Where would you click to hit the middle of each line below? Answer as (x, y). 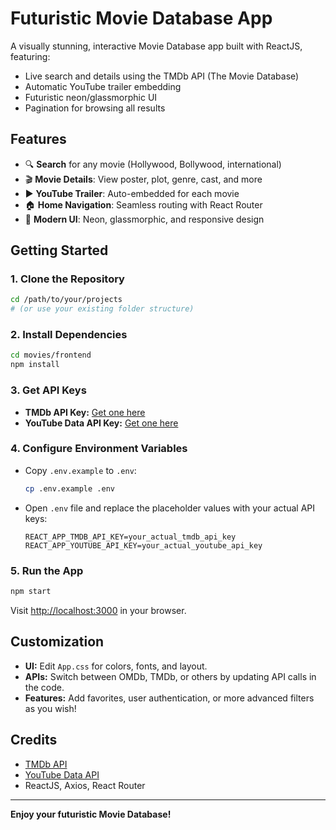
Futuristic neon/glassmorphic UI (91, 97)
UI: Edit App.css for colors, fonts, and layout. (116, 666)
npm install (35, 365)
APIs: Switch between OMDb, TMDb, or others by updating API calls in (170, 676)
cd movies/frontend (51, 355)
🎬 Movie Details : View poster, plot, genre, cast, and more (143, 179)
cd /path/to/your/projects (66, 300)
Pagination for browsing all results (95, 108)
